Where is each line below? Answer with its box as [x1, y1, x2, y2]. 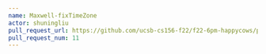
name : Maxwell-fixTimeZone [8, 11, 97, 20]
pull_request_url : [8, 26, 69, 34]
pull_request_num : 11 [8, 33, 80, 42]
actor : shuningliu [8, 19, 69, 27]
